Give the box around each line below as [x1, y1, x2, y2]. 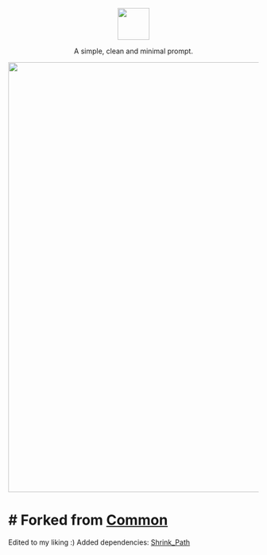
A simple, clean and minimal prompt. [74, 46, 193, 56]
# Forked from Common [8, 511, 168, 530]
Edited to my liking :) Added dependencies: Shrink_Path [8, 537, 191, 547]
